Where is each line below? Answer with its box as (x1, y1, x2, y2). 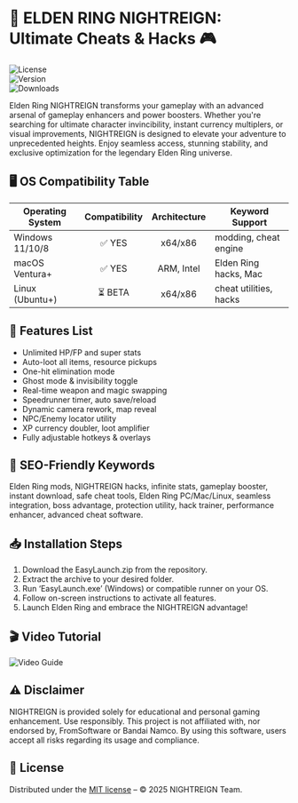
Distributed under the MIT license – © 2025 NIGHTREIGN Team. (9, 783, 243, 794)
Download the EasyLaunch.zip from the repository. (21, 564, 208, 576)
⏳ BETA (98, 286, 130, 298)
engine (214, 242, 244, 254)
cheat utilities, (214, 282, 273, 294)
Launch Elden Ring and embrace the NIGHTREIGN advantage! (21, 602, 248, 613)
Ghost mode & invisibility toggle (21, 375, 138, 386)
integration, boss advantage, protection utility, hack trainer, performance (9, 500, 275, 511)
